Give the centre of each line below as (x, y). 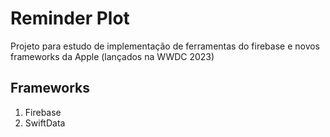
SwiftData (45, 123)
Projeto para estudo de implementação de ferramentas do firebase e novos (165, 46)
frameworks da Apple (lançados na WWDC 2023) (112, 56)
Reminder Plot (70, 18)
